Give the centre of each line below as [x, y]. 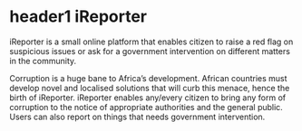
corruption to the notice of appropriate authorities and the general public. [146, 107]
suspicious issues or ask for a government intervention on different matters [150, 51]
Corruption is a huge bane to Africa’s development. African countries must [148, 78]
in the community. [43, 61]
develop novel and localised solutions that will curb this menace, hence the [150, 88]
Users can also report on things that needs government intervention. [137, 117]
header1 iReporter [78, 17]
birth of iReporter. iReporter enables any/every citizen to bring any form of [148, 98]
